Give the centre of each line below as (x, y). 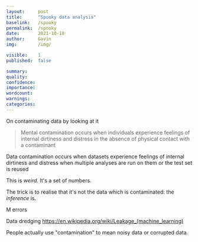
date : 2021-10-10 (35, 34)
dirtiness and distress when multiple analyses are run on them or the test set (99, 162)
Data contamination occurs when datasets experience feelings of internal (95, 156)
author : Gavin (29, 39)
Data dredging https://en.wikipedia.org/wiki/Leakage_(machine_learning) (95, 221)
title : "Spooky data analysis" (51, 17)
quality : (17, 77)
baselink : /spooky (32, 22)
